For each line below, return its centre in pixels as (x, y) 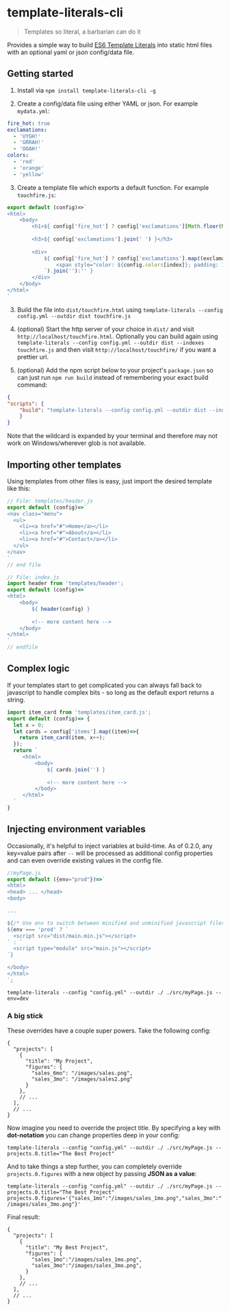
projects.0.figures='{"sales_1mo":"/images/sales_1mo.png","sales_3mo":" (115, 1199)
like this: (19, 488)
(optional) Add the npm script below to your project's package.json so (115, 370)
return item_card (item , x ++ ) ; (63, 738)
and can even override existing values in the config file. (85, 860)
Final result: (24, 1217)
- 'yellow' (29, 174)
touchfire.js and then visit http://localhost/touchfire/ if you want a (116, 349)
